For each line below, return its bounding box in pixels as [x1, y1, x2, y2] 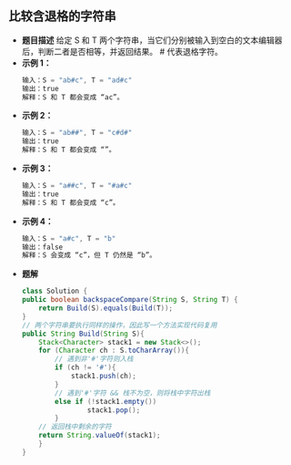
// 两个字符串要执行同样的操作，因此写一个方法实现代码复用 [21, 320, 217, 330]
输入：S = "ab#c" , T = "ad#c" [21, 76, 133, 85]
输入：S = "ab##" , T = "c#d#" [21, 129, 133, 138]
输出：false [21, 243, 64, 252]
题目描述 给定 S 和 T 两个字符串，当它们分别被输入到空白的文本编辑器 [21, 35, 283, 46]
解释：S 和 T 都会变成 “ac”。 [21, 92, 125, 102]
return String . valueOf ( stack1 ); [38, 431, 161, 440]
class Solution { [21, 286, 88, 296]
